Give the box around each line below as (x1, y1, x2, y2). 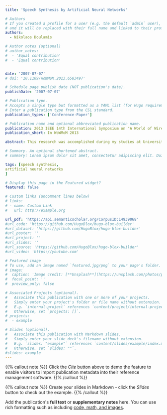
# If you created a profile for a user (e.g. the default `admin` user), (5, 21, 162, 26)
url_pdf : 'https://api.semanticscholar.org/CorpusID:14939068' (5, 217, 139, 222)
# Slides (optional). (5, 327, 50, 332)
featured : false (5, 185, 39, 190)
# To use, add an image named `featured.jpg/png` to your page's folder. (5, 263, 162, 268)
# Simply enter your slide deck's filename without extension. (5, 336, 143, 341)
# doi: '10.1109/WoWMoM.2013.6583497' (5, 76, 85, 81)
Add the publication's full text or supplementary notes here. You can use (5, 399, 157, 405)
